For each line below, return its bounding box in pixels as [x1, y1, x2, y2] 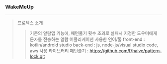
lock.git [29, 53, 45, 60]
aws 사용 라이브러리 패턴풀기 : [29, 48, 88, 54]
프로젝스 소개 [17, 20, 43, 26]
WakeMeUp [5, 3, 34, 10]
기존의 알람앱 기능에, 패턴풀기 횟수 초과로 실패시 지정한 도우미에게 [29, 31, 158, 36]
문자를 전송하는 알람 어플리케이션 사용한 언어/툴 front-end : [29, 36, 145, 42]
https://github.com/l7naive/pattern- [89, 48, 162, 54]
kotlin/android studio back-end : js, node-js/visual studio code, [29, 42, 158, 48]
